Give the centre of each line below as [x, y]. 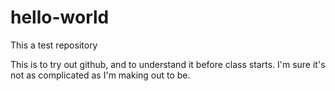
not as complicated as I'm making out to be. [100, 75]
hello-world [60, 17]
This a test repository [54, 45]
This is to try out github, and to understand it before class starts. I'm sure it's [168, 64]
